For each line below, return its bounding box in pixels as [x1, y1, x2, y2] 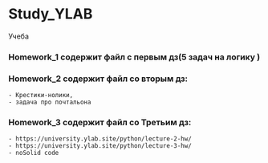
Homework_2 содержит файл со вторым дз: [8, 73, 189, 84]
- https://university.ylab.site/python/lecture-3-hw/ [8, 142, 193, 150]
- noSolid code [8, 149, 59, 157]
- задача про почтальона [8, 98, 91, 107]
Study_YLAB [8, 5, 93, 23]
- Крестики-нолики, [8, 92, 74, 100]
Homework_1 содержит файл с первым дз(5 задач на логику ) [8, 51, 261, 63]
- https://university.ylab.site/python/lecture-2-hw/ [8, 135, 193, 143]
